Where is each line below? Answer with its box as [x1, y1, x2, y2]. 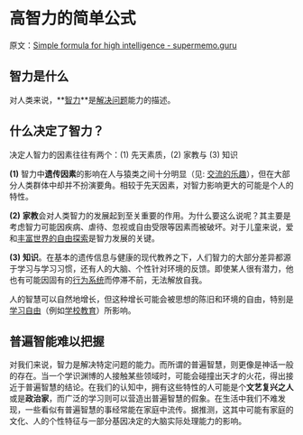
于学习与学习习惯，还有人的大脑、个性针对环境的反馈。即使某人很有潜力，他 [9, 263, 294, 273]
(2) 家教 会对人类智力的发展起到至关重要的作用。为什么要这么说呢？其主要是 [9, 209, 291, 221]
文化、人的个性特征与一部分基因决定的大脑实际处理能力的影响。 [9, 416, 246, 427]
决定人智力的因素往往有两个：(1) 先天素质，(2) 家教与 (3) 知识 [9, 149, 239, 160]
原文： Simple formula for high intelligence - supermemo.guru [9, 40, 237, 51]
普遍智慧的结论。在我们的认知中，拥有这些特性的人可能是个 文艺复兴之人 [24, 382, 294, 393]
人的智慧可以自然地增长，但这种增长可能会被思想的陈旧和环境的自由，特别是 [9, 293, 294, 304]
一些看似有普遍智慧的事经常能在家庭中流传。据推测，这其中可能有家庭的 [24, 404, 294, 415]
